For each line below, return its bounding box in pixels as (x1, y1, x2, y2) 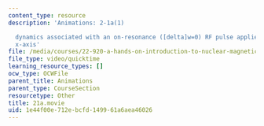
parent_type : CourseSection (8, 84, 101, 92)
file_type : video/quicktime (8, 55, 101, 63)
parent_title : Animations (8, 76, 93, 85)
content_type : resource (8, 11, 86, 20)
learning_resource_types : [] (8, 62, 104, 71)
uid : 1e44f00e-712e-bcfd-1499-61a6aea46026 (8, 106, 153, 114)
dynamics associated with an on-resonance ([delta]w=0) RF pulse (15, 33, 234, 41)
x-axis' (15, 40, 41, 48)
